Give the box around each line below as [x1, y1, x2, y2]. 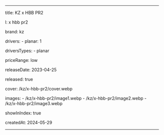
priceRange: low [5, 57, 38, 63]
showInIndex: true [5, 110, 41, 116]
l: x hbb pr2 [5, 19, 28, 25]
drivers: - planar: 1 [5, 38, 42, 44]
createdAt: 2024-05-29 [5, 120, 52, 125]
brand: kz [5, 29, 24, 34]
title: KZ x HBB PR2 [5, 10, 43, 15]
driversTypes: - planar [5, 48, 50, 54]
